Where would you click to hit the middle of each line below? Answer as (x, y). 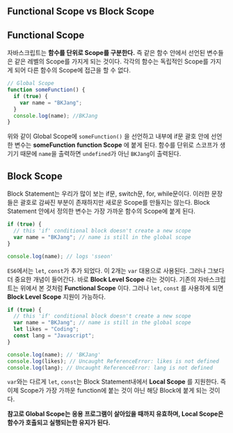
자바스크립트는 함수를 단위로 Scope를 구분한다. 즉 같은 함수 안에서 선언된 (106, 53)
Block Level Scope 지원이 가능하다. (57, 297)
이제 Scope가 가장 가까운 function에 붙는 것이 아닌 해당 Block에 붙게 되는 (107, 391)
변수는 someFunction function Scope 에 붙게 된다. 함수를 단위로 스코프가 (116, 145)
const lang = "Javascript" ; (54, 336)
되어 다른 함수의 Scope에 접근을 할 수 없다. (72, 70)
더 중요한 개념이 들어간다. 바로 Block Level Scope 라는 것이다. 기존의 (102, 279)
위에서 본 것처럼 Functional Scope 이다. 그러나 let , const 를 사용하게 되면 (122, 288)
